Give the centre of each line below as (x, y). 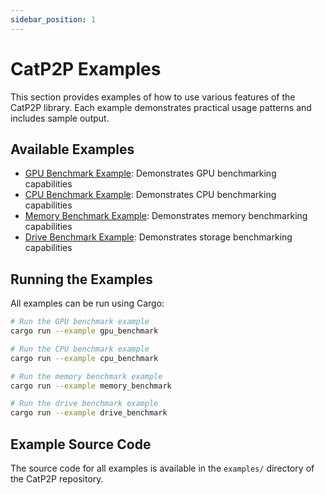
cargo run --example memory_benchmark (91, 386)
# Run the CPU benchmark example (80, 349)
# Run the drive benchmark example (84, 404)
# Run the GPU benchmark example (80, 322)
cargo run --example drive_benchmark (89, 413)
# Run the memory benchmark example (86, 376)
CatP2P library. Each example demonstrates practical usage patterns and (161, 107)
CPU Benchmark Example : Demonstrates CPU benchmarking (150, 195)
